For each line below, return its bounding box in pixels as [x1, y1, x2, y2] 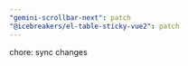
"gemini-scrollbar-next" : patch [9, 13, 131, 23]
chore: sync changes [9, 46, 88, 57]
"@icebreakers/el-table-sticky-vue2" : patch [9, 22, 180, 31]
